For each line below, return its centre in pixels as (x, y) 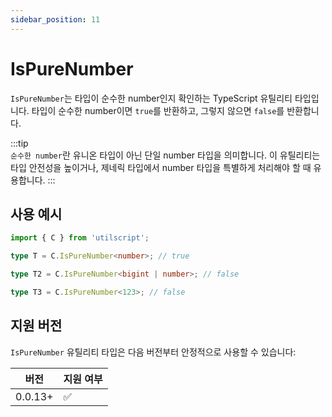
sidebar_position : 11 (55, 19)
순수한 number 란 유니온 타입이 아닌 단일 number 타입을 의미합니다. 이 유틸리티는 (165, 155)
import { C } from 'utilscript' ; (80, 238)
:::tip (19, 143)
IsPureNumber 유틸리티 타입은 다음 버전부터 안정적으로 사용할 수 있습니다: (153, 352)
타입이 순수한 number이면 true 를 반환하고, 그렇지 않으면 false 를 (158, 110)
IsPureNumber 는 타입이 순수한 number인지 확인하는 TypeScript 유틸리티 (151, 98)
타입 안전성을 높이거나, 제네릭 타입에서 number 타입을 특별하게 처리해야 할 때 (161, 167)
